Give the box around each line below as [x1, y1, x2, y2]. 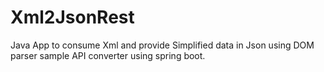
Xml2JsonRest [10, 6, 135, 29]
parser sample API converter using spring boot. [10, 49, 206, 61]
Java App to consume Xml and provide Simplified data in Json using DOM [10, 39, 315, 51]
